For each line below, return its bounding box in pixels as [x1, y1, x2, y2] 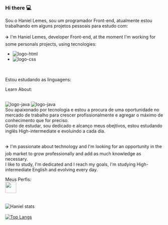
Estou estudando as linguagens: [5, 77, 72, 83]
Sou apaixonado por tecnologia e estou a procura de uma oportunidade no [5, 107, 159, 113]
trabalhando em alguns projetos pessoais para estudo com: [5, 23, 128, 29]
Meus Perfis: [5, 176, 32, 182]
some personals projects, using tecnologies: [5, 41, 97, 47]
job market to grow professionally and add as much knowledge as [5, 151, 141, 157]
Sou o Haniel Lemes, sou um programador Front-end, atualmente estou [5, 18, 152, 24]
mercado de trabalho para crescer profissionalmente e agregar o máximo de [5, 112, 163, 118]
